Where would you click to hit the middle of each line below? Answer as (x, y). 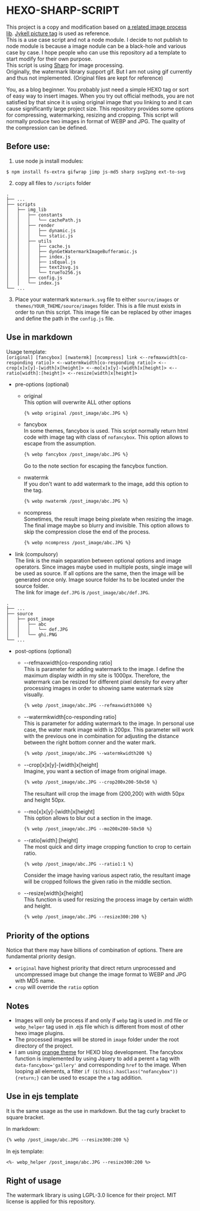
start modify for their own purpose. (49, 59)
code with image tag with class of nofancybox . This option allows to (106, 437)
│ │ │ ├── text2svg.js (42, 267)
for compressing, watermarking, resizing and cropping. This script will (93, 115)
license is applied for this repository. (51, 1201)
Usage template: (26, 351)
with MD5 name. (35, 981)
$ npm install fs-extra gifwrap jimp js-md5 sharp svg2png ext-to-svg (96, 172)
